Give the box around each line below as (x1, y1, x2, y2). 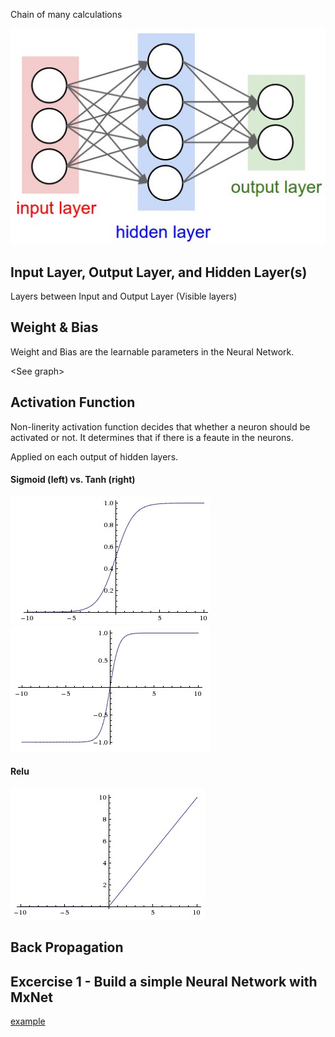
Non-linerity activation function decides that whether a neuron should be (10, 420, 311, 433)
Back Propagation (10, 939, 124, 956)
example (10, 1015, 46, 1028)
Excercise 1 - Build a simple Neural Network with (10, 973, 318, 990)
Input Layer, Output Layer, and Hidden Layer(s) (10, 264, 308, 281)
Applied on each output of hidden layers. (10, 450, 179, 463)
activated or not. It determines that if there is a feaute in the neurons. (10, 431, 294, 443)
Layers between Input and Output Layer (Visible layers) (10, 290, 238, 303)
